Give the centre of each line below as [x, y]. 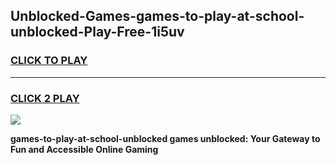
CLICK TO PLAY [49, 61]
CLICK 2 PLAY [45, 98]
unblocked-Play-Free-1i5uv [97, 32]
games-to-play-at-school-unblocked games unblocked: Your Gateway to [165, 138]
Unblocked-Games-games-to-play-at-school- [157, 16]
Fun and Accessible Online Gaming [84, 149]
